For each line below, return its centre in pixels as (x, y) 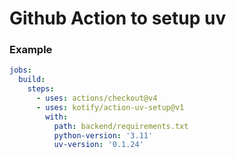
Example (31, 50)
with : (57, 117)
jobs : (20, 70)
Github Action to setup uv (118, 18)
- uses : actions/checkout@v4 (96, 98)
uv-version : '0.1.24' (98, 145)
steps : (41, 89)
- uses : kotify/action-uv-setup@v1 (110, 107)
